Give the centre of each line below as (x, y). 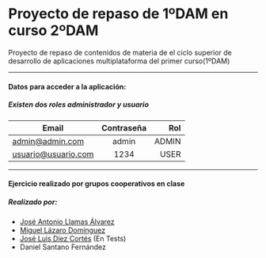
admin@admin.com (48, 141)
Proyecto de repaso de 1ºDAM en (118, 14)
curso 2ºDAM (53, 30)
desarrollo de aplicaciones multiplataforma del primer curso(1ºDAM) (119, 61)
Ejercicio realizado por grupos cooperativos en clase (97, 184)
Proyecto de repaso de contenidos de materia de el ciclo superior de (120, 52)
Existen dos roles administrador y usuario (78, 104)
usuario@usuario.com (53, 154)
